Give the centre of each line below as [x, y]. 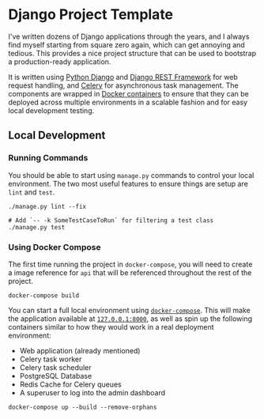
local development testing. [51, 110]
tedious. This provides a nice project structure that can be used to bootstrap [132, 53]
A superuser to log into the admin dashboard [92, 392]
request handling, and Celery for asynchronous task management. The [123, 85]
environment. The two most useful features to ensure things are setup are [128, 183]
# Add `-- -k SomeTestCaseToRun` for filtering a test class [111, 220]
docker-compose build [44, 295]
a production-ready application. [60, 62]
